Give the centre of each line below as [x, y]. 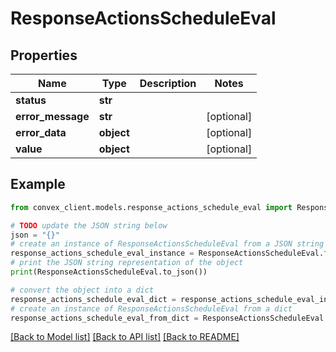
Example [38, 184]
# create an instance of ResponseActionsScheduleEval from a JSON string [167, 244]
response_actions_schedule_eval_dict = [93, 299]
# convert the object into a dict [82, 290]
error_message [52, 116]
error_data [41, 132]
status [31, 100]
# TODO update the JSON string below [89, 225]
